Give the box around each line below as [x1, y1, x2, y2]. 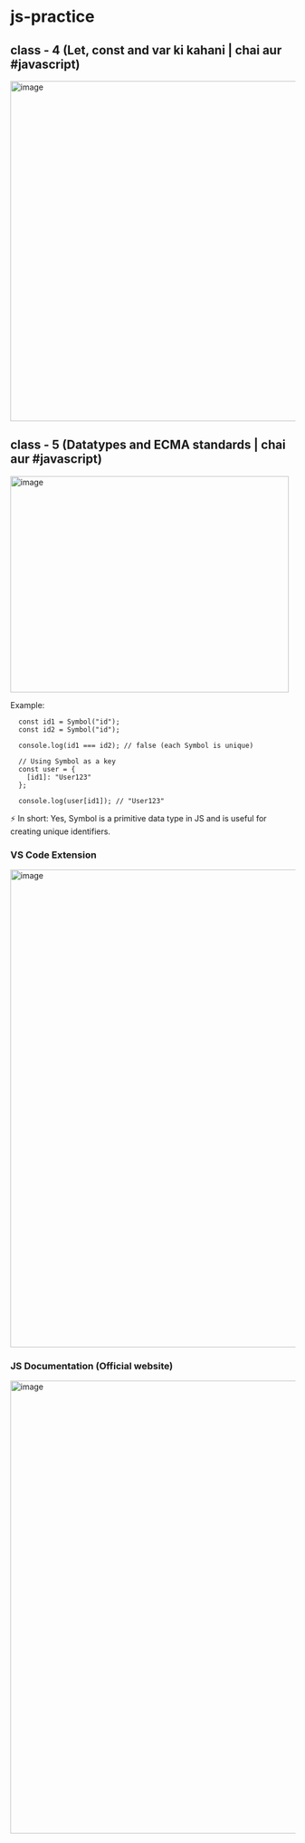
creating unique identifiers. [10, 826, 111, 837]
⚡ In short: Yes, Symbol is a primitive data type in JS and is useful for [10, 812, 267, 823]
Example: [10, 699, 45, 710]
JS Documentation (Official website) [10, 1360, 174, 1373]
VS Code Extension [10, 849, 98, 861]
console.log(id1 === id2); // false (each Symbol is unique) [18, 741, 254, 750]
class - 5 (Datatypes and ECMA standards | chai [10, 437, 286, 453]
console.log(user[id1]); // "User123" [18, 796, 166, 805]
